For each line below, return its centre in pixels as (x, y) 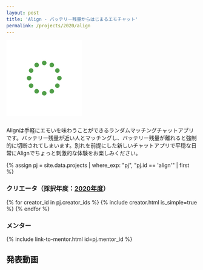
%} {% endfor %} (28, 209)
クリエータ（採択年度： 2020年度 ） (58, 189)
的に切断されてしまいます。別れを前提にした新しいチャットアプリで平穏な (99, 146)
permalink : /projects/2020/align (48, 25)
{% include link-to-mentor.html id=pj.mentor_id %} (69, 239)
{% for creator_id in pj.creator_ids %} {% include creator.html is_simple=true (102, 202)
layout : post (23, 13)
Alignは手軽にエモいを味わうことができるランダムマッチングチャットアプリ (100, 130)
